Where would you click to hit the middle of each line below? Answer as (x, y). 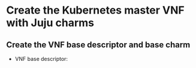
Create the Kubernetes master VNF (95, 10)
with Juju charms (50, 23)
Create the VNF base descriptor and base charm (98, 45)
